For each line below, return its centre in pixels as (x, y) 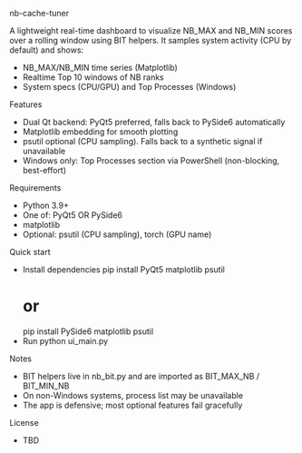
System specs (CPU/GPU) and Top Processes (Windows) (129, 87)
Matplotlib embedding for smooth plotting (100, 132)
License (24, 422)
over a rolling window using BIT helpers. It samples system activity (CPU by (151, 40)
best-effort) (44, 170)
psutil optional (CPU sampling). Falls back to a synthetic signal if (142, 141)
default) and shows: (47, 50)
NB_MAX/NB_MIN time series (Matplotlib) (100, 68)
